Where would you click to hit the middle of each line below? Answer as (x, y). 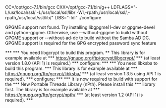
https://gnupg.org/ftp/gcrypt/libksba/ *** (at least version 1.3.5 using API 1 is (83, 74)
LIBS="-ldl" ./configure (78, 18)
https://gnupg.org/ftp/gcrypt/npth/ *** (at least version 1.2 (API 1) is (74, 95)
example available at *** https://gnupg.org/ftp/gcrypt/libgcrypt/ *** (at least (83, 58)
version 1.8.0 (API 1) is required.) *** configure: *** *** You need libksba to (81, 63)
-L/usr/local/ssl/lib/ (56, 12)
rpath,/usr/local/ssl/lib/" (29, 18)
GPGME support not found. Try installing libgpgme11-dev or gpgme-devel (80, 27)
